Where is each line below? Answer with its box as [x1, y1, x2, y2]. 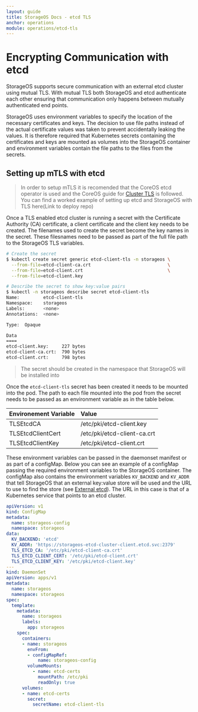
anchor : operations [6, 20, 54, 25]
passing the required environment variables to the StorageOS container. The [6, 466, 192, 474]
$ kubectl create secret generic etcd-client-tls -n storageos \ [6, 256, 170, 262]
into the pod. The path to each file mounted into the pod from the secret [6, 389, 181, 396]
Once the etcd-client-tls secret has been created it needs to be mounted [6, 383, 188, 390]
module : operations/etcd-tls [6, 25, 78, 31]
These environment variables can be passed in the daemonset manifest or [6, 454, 187, 461]
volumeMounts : [27, 663, 62, 669]
